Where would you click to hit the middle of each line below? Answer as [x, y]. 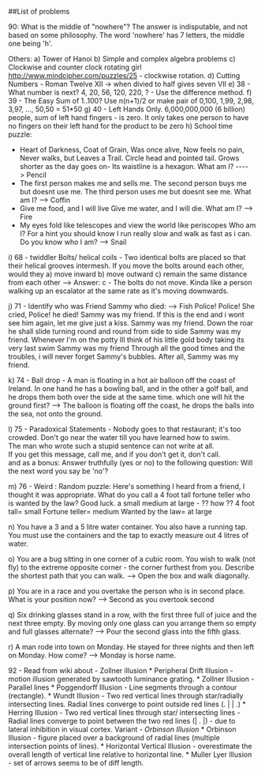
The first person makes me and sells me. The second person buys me [133, 183]
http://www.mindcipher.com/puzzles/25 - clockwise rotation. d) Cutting [124, 75]
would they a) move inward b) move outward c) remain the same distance [128, 274]
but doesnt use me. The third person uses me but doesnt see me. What [135, 192]
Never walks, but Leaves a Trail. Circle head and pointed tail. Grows [129, 158]
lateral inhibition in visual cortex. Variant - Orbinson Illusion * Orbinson [122, 729]
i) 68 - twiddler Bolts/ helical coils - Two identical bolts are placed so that [127, 257]
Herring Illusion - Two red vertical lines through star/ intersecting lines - [124, 713]
